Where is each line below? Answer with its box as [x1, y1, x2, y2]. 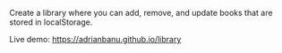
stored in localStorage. [9, 17, 93, 27]
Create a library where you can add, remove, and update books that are [9, 8, 273, 18]
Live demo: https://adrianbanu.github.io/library [9, 34, 182, 44]
